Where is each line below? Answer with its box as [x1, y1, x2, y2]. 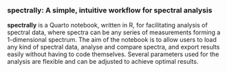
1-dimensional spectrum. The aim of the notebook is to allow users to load [7, 36, 217, 44]
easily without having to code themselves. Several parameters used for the [7, 50, 219, 58]
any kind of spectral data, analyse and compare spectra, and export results [7, 43, 220, 51]
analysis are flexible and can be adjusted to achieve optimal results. [7, 58, 199, 66]
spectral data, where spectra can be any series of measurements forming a [7, 28, 221, 36]
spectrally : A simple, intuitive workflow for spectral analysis [7, 5, 213, 15]
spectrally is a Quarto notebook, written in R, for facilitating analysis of [7, 21, 208, 29]
